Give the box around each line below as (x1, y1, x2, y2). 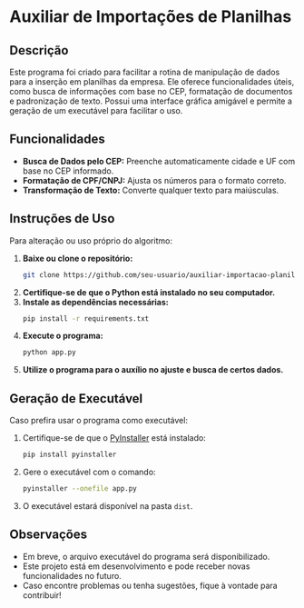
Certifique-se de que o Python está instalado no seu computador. (22, 286, 275, 297)
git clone (22, 270, 61, 279)
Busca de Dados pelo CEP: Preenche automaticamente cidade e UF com (22, 155, 296, 166)
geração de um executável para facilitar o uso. (9, 105, 183, 115)
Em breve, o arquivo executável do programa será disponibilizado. (22, 551, 270, 562)
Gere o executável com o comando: (22, 466, 156, 477)
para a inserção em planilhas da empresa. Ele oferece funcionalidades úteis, (9, 76, 295, 87)
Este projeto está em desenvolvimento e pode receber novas (22, 561, 250, 572)
